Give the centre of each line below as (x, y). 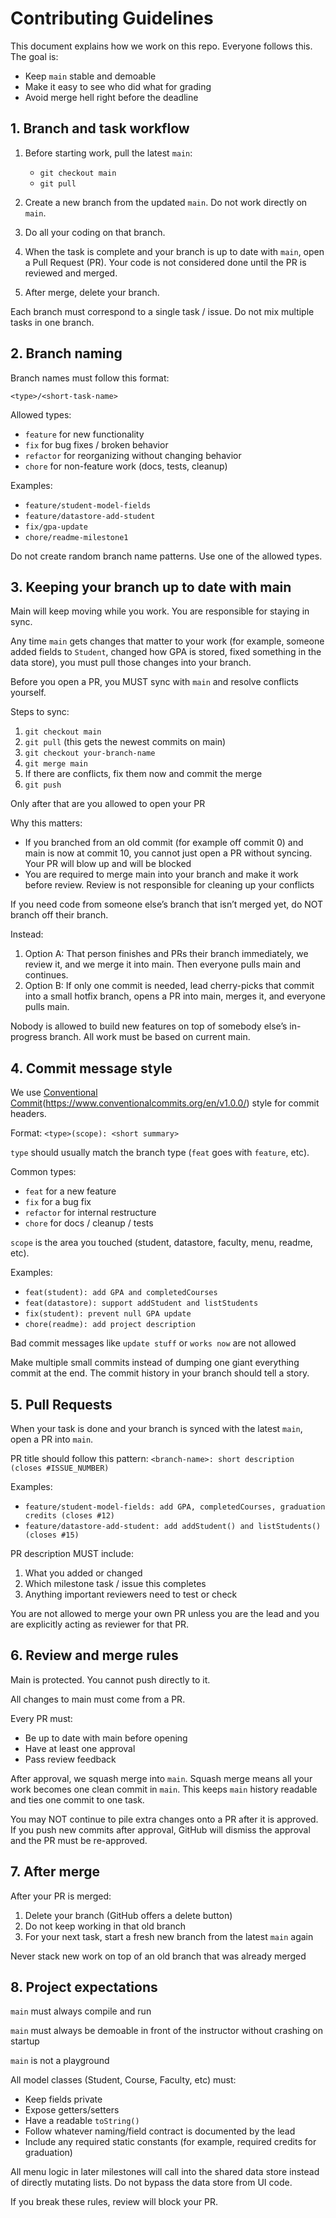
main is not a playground (60, 2061)
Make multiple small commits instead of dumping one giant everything (155, 1363)
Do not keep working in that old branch (105, 1926)
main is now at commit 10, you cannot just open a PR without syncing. (168, 853)
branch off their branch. (59, 915)
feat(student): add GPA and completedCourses (121, 1293)
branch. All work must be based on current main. (150, 1037)
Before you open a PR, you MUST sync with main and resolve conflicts (154, 682)
